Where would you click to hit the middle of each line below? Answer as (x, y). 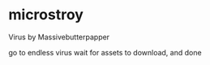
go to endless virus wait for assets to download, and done (105, 52)
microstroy (46, 15)
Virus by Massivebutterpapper (59, 37)
